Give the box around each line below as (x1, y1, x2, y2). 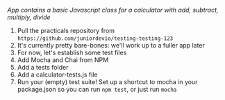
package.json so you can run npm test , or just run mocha (17, 86, 177, 93)
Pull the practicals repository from (17, 27, 115, 34)
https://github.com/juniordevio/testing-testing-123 (17, 35, 174, 42)
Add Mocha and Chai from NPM (17, 56, 109, 64)
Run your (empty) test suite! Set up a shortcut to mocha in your (17, 78, 198, 86)
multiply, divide (7, 13, 51, 21)
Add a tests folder (17, 63, 69, 71)
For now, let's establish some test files (17, 48, 127, 57)
